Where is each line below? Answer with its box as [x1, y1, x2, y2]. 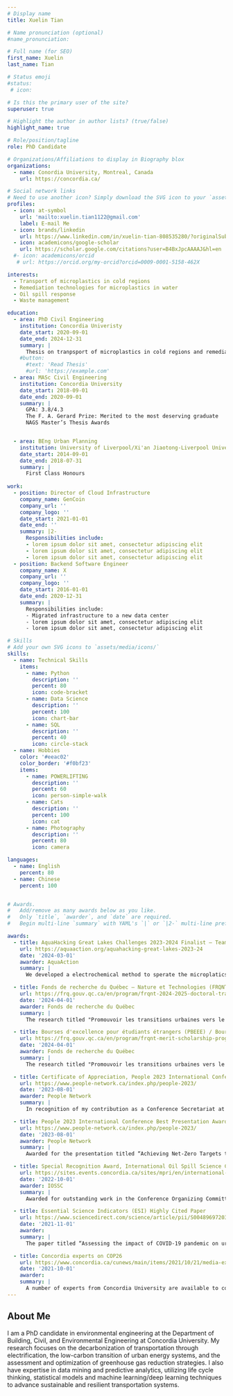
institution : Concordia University [19, 380, 123, 387]
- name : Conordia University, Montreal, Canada [13, 169, 154, 176]
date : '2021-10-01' [19, 1266, 76, 1272]
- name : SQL [25, 721, 60, 729]
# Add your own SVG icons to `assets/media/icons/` [7, 644, 159, 651]
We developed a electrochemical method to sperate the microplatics [25, 971, 228, 978]
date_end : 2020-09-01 [19, 393, 82, 400]
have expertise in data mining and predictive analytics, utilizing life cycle [7, 1365, 214, 1374]
